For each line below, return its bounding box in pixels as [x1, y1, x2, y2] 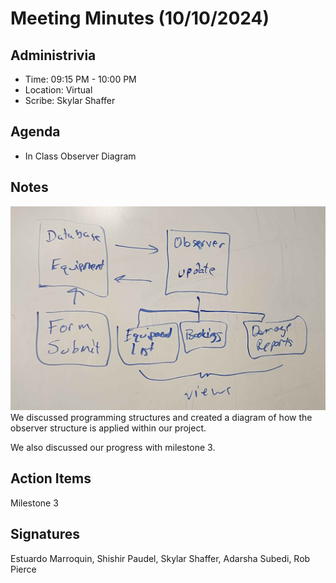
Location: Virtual [24, 84, 93, 96]
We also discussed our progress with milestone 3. [10, 441, 216, 453]
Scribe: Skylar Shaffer [24, 95, 116, 106]
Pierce [10, 563, 37, 575]
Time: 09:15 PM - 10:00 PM [24, 73, 137, 85]
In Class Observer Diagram [24, 150, 137, 162]
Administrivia [10, 47, 97, 64]
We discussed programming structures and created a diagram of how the [10, 411, 313, 423]
